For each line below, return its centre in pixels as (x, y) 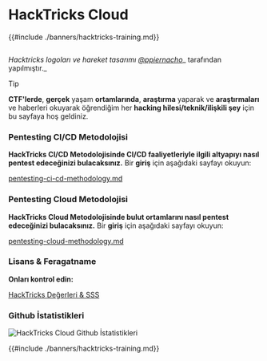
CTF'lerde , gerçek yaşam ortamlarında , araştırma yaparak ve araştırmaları (134, 99)
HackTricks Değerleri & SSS (54, 294)
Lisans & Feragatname (52, 262)
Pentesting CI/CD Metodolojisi (68, 136)
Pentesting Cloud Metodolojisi (68, 200)
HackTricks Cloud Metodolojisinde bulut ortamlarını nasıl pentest (119, 217)
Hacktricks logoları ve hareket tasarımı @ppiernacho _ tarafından (115, 59)
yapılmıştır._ (28, 68)
